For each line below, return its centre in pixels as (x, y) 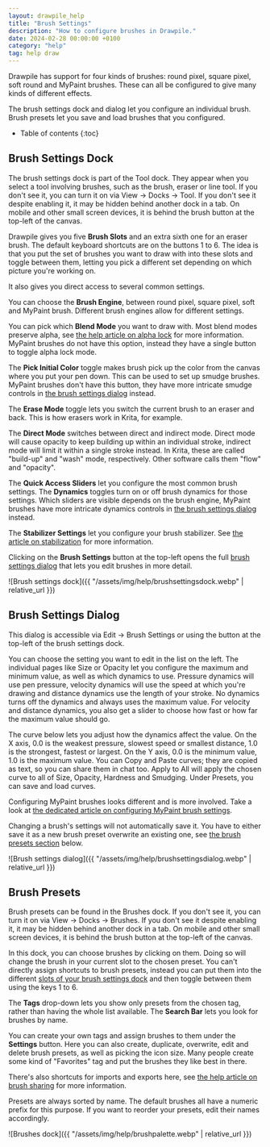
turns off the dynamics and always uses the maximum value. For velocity (129, 702)
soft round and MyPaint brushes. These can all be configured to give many (132, 85)
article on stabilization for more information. (81, 541)
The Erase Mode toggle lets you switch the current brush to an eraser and (131, 409)
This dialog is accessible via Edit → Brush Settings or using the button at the (135, 635)
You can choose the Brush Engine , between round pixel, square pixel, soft (132, 302)
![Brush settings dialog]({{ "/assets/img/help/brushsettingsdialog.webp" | (130, 858)
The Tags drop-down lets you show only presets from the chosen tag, (125, 1003)
